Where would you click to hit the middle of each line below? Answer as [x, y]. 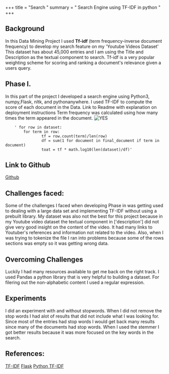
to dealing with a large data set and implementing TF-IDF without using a [81, 211]
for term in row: [41, 132]
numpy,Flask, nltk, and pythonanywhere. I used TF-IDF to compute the [79, 102]
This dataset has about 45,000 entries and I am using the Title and [74, 52]
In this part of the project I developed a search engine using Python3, [77, 96]
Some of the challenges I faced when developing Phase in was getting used [84, 206]
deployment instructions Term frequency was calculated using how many [82, 112]
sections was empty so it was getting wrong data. [57, 243]
